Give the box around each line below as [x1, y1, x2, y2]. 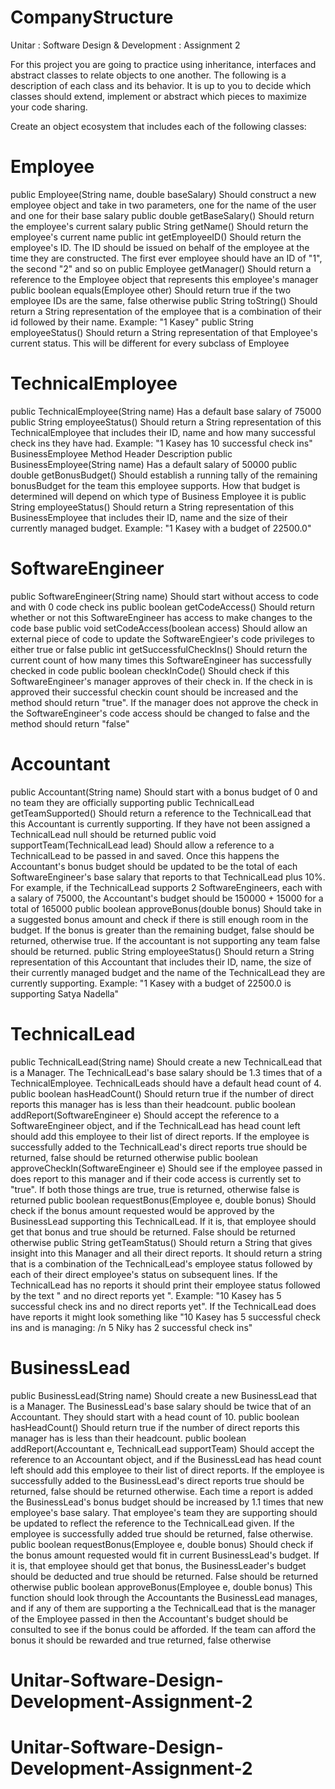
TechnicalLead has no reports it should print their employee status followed [10, 1279, 321, 1291]
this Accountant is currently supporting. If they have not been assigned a [10, 817, 311, 830]
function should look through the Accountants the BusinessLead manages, [10, 1591, 318, 1603]
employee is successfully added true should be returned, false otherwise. [10, 1527, 314, 1540]
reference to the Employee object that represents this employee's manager [10, 273, 319, 285]
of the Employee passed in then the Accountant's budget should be [10, 1612, 289, 1625]
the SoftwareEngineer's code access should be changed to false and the [10, 707, 310, 719]
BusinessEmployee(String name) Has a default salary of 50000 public [10, 458, 298, 470]
